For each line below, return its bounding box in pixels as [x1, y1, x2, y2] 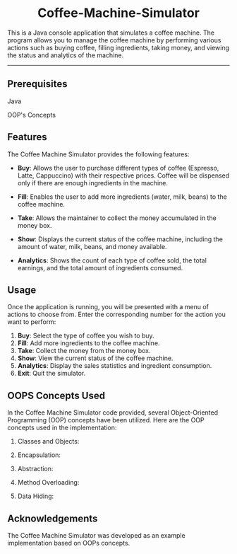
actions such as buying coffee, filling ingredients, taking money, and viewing [7, 43, 230, 52]
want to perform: [7, 318, 56, 326]
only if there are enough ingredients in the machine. [17, 178, 168, 187]
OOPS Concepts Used [7, 389, 106, 401]
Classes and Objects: [17, 437, 80, 446]
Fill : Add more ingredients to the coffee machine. [17, 339, 160, 347]
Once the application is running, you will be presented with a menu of [7, 303, 209, 311]
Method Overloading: [17, 478, 80, 487]
